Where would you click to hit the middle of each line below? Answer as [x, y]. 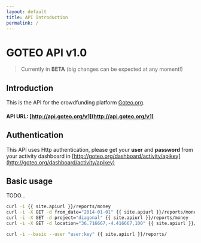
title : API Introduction [37, 17]
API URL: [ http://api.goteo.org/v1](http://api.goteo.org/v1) [80, 116]
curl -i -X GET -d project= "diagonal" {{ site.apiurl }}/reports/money [97, 218]
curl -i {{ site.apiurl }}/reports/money [59, 207]
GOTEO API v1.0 [47, 52]
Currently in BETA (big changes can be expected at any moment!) [102, 69]
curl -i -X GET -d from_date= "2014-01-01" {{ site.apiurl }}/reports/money [103, 212]
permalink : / [22, 23]
